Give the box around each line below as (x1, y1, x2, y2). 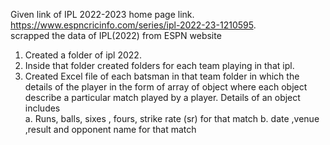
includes (24, 102, 61, 114)
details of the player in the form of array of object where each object (24, 81, 308, 93)
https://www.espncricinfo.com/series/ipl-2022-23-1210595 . (10, 19, 257, 31)
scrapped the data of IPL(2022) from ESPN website (10, 30, 222, 41)
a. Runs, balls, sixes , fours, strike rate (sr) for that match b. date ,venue (24, 113, 320, 124)
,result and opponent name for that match (24, 124, 197, 135)
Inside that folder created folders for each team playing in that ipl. (24, 60, 295, 71)
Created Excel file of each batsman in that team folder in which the (24, 70, 300, 82)
